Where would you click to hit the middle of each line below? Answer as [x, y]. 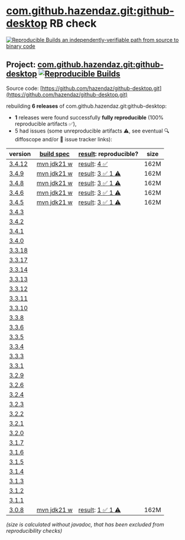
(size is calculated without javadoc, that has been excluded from [85, 524]
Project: [21, 65]
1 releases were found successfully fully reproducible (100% [89, 117]
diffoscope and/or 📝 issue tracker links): [63, 139]
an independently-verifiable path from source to [120, 40]
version [20, 154]
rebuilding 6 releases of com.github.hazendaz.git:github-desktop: [87, 106]
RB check [73, 23]
